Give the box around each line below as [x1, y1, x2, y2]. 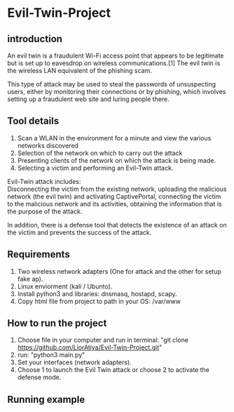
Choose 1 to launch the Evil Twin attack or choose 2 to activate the [17, 366, 210, 374]
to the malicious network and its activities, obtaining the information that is [7, 199, 222, 208]
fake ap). [17, 274, 43, 283]
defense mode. [17, 373, 62, 382]
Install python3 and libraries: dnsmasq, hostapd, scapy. [17, 289, 177, 298]
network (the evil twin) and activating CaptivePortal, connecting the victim [7, 192, 221, 201]
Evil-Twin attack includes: [7, 177, 81, 185]
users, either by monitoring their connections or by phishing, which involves [7, 88, 226, 95]
